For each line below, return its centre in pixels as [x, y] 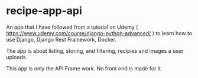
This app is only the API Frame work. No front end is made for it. [84, 68]
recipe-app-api [44, 11]
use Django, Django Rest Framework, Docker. [61, 39]
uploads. [17, 57]
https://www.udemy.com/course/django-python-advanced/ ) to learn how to [99, 33]
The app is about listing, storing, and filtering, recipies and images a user [95, 50]
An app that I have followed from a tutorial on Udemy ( [72, 27]
